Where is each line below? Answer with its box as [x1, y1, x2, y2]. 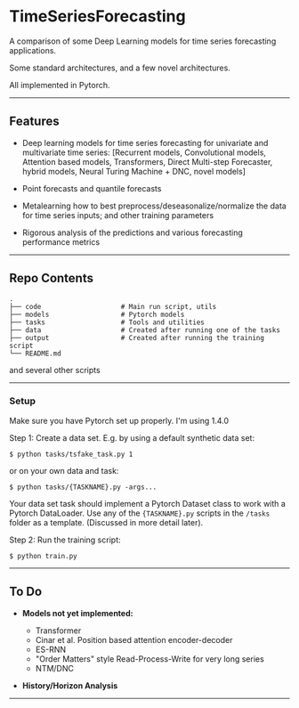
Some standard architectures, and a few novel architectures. [9, 62, 231, 73]
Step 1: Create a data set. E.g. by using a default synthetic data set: [9, 432, 255, 443]
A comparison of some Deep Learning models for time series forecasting [9, 36, 277, 46]
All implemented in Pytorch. [9, 79, 110, 90]
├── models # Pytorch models [9, 310, 185, 319]
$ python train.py [9, 551, 77, 560]
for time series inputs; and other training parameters [21, 209, 214, 220]
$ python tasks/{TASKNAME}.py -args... [9, 483, 158, 492]
